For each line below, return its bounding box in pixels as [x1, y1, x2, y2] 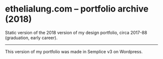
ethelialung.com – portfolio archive [5, 3, 149, 15]
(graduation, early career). [5, 35, 58, 41]
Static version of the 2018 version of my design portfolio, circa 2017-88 [5, 29, 147, 35]
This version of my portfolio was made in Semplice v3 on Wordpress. [5, 48, 143, 54]
